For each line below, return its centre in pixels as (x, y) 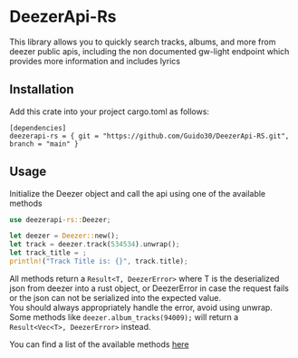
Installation (42, 89)
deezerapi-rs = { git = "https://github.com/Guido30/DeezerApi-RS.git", (149, 136)
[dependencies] (38, 128)
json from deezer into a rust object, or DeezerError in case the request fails (149, 288)
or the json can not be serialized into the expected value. (115, 297)
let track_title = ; (48, 253)
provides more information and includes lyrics (95, 61)
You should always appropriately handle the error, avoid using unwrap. (141, 307)
